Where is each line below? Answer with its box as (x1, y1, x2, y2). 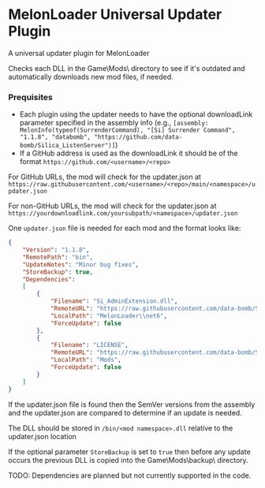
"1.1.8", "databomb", (19, 133, 91, 141)
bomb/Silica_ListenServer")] (19, 142, 116, 150)
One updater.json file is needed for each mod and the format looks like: (8, 223, 241, 233)
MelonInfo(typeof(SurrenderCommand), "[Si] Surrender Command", (19, 126, 236, 135)
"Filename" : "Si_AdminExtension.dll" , (50, 297, 178, 305)
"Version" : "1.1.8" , (22, 246, 90, 254)
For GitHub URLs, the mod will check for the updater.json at (8, 172, 201, 182)
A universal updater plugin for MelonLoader (8, 48, 150, 58)
